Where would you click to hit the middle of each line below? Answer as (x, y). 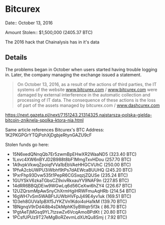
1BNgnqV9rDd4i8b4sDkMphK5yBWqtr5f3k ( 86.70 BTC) (69, 207)
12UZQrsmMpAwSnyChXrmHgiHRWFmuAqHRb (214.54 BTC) (74, 191)
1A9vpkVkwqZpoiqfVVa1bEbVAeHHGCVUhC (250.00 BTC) (72, 165)
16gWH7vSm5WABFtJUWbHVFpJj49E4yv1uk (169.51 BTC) (72, 196)
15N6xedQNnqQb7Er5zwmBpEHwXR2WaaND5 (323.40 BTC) (74, 154)
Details (16, 58)
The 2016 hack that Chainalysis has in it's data (52, 42)
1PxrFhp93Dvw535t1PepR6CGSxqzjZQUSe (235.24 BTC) (70, 175)
